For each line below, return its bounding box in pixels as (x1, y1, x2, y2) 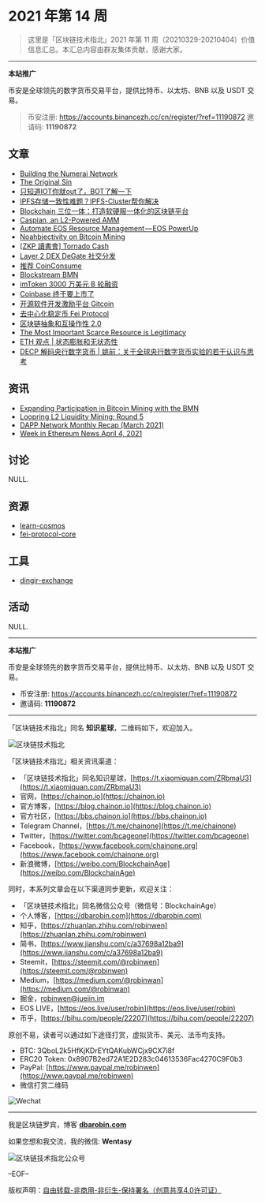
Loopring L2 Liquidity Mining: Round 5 (19, 412, 144, 421)
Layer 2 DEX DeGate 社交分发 (19, 251, 116, 260)
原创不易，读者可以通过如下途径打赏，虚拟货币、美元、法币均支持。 (8, 1030, 230, 1040)
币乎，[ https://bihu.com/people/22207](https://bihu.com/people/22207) (19, 1013, 255, 1022)
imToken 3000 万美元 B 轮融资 (19, 279, 118, 289)
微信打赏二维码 (19, 1080, 69, 1089)
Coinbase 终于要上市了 (19, 289, 95, 298)
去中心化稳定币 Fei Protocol (19, 308, 109, 318)
